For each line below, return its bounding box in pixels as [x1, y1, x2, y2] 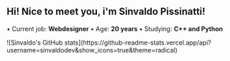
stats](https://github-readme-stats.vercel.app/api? [64, 38, 212, 47]
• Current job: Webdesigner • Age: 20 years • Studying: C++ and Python [6, 24, 224, 33]
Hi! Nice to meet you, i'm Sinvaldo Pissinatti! [6, 6, 206, 18]
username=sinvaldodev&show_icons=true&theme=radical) [6, 45, 178, 54]
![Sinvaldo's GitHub [6, 38, 63, 47]
